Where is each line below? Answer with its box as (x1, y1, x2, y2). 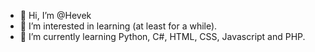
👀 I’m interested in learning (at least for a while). (19, 20, 218, 32)
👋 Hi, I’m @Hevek (19, 10, 92, 21)
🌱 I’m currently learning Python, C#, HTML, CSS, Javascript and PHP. (19, 31, 306, 42)
